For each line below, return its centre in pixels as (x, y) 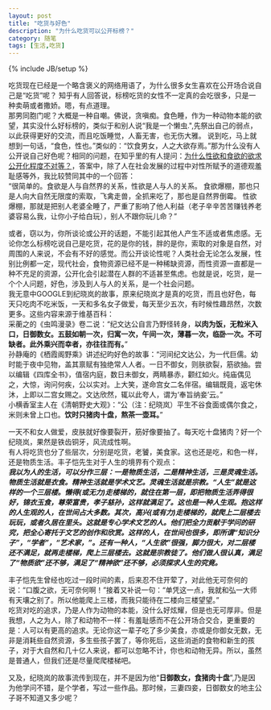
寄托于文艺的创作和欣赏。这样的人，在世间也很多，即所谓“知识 (148, 533)
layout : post (30, 16)
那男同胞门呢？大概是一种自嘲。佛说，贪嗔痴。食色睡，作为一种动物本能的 (131, 116)
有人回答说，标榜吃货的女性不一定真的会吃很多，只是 (161, 95)
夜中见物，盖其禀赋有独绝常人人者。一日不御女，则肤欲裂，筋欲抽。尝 (146, 364)
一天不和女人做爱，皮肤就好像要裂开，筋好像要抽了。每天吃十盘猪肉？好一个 (135, 432)
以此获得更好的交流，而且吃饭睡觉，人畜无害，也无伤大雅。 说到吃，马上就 (133, 136)
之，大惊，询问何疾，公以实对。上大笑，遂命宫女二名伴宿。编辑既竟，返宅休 (135, 384)
